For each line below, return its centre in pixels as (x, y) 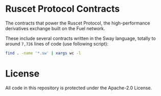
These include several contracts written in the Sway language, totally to (80, 38)
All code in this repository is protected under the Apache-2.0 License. (79, 88)
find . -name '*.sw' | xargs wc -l (43, 53)
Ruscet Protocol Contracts (63, 9)
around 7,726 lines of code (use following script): (57, 43)
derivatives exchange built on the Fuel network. (55, 28)
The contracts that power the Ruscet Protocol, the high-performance (78, 23)
